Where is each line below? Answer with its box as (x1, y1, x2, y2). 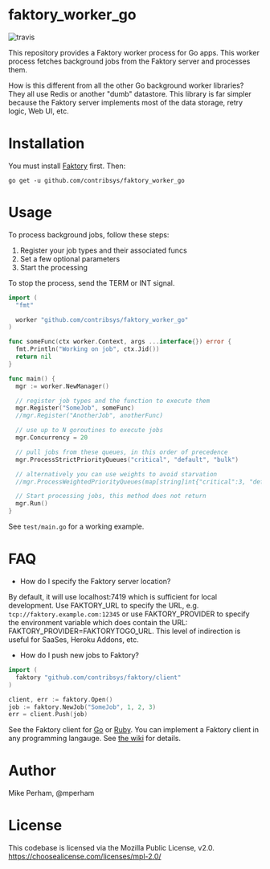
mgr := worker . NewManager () (15, 382, 110, 390)
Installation (8, 134, 85, 153)
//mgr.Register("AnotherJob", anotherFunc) (15, 412, 163, 420)
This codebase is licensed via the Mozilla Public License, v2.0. (8, 843, 215, 853)
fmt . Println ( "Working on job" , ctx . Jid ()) (15, 345, 160, 353)
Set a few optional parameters (19, 253, 121, 263)
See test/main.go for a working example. (8, 521, 145, 532)
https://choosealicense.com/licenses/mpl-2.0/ (8, 851, 162, 862)
